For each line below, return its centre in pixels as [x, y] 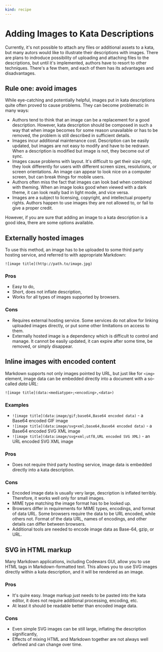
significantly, [25, 634]
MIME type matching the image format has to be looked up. [72, 503]
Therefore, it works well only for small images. [58, 498]
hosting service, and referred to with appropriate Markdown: [66, 255]
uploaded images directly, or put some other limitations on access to [81, 325]
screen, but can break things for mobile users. [58, 177]
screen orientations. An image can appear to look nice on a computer [81, 172]
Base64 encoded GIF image [40, 420]
